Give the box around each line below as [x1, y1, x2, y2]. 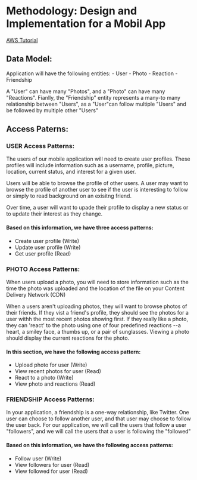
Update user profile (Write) [14, 244, 81, 251]
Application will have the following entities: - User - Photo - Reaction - [6, 70, 178, 77]
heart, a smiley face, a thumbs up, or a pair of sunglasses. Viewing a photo [6, 328, 189, 335]
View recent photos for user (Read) [14, 368, 101, 375]
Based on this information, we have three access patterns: [6, 224, 154, 231]
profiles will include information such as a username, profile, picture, [6, 162, 174, 169]
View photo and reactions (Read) [14, 380, 96, 387]
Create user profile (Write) [14, 237, 79, 244]
